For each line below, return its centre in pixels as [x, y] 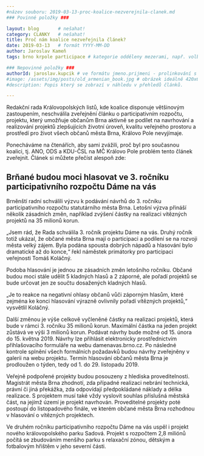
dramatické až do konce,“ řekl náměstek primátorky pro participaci [90, 252]
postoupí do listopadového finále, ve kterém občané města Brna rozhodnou [100, 409]
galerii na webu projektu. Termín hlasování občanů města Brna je [87, 358]
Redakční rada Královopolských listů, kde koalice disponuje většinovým [95, 108]
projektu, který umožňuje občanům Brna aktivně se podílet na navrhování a [100, 120]
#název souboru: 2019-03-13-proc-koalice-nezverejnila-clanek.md [90, 12]
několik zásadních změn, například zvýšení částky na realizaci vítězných [97, 214]
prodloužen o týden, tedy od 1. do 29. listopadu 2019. [73, 365]
